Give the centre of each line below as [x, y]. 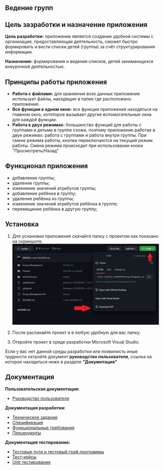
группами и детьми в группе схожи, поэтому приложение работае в [83, 130]
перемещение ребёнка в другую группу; [55, 209]
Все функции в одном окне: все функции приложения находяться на [85, 109]
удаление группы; [31, 183]
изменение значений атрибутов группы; [54, 188]
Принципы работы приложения [56, 82]
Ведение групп [29, 8]
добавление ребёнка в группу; [44, 193]
